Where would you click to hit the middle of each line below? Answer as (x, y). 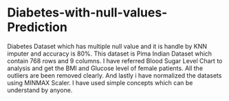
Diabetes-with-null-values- (87, 13)
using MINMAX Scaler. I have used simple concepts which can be (100, 82)
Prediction (37, 27)
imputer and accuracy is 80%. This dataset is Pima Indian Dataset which (109, 54)
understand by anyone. (40, 90)
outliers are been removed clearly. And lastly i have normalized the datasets (115, 75)
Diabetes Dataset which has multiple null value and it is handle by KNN (107, 46)
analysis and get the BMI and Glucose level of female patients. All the (105, 68)
